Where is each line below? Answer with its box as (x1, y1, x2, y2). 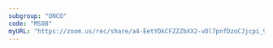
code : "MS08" (8, 20, 53, 28)
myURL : (8, 27, 31, 35)
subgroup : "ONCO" (8, 11, 67, 20)
